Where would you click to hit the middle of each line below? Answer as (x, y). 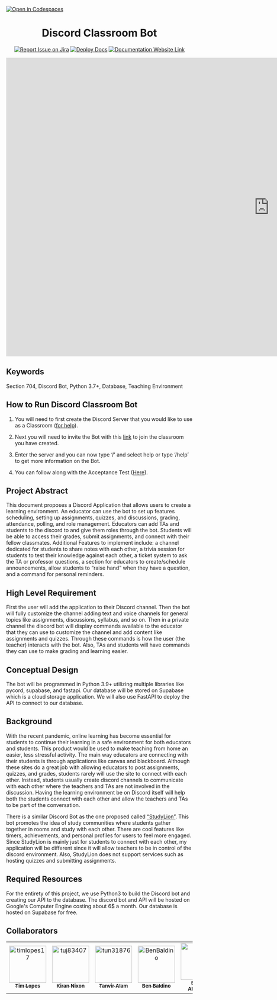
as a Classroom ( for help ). (46, 425)
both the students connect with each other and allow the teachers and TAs (97, 799)
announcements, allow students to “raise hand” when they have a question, (98, 568)
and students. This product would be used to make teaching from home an (97, 748)
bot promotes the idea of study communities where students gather (88, 822)
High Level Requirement (51, 593)
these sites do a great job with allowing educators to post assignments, (93, 767)
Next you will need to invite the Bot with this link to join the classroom (99, 437)
